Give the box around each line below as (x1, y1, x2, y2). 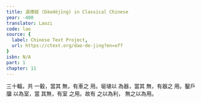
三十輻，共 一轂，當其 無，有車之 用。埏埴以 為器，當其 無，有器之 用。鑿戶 (6, 82, 196, 90)
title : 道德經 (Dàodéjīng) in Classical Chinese (6, 8, 129, 15)
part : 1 (6, 59, 26, 65)
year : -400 (6, 15, 34, 21)
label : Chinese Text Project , (12, 37, 88, 43)
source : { (6, 32, 31, 38)
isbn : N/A (6, 54, 31, 60)
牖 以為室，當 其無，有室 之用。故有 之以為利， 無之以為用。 (6, 90, 157, 98)
